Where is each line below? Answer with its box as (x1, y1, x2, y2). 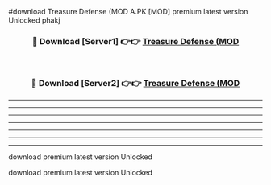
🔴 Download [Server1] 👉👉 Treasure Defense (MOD (31, 35, 240, 47)
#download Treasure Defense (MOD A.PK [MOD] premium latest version (8, 7, 248, 16)
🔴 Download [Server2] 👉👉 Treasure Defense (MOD (31, 78, 240, 89)
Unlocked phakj (8, 15, 60, 25)
